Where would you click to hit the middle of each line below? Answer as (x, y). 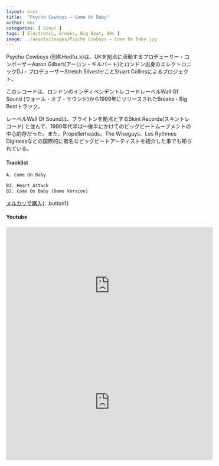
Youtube (17, 217)
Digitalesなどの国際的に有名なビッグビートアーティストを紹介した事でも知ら (99, 141)
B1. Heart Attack (27, 186)
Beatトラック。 (24, 106)
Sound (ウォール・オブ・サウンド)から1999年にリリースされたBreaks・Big (97, 99)
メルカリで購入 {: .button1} (37, 203)
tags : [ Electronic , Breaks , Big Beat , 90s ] (63, 34)
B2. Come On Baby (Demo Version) (47, 191)
